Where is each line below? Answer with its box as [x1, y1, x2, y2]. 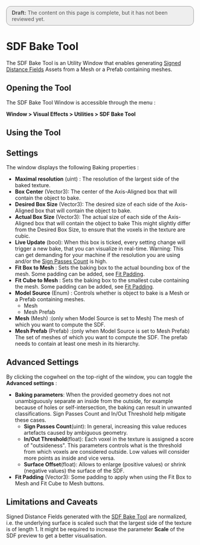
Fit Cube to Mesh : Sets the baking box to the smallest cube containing [14, 277, 189, 284]
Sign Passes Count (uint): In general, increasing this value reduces [23, 423, 187, 430]
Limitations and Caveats [6, 497, 98, 507]
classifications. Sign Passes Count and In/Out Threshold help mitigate [14, 410, 186, 417]
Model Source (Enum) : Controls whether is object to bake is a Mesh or [14, 289, 190, 296]
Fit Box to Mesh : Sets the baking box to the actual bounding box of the [14, 264, 190, 271]
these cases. [14, 416, 46, 423]
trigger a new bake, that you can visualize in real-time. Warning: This [14, 244, 184, 252]
